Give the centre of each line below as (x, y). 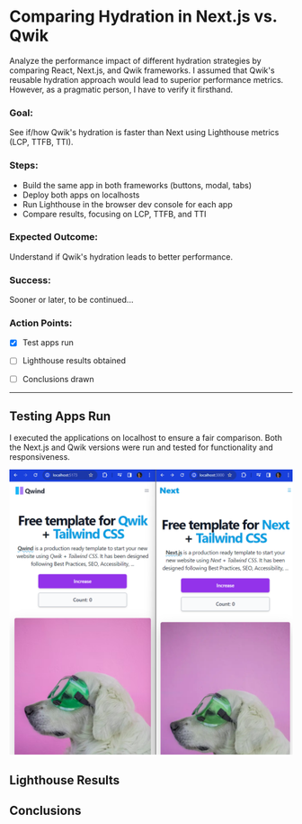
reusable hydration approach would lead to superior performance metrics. (147, 79)
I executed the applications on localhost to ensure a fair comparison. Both (146, 438)
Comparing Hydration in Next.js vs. (143, 17)
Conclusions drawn (58, 379)
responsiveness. (40, 457)
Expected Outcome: (54, 237)
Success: (30, 279)
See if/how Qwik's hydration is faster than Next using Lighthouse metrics (144, 133)
